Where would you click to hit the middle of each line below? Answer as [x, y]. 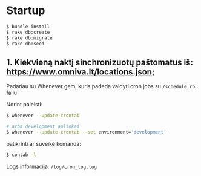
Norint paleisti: [25, 105]
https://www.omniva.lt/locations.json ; [81, 72]
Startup [26, 11]
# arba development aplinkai [43, 127]
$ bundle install [28, 27]
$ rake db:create [28, 32]
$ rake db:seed [25, 44]
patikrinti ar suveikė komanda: [44, 143]
